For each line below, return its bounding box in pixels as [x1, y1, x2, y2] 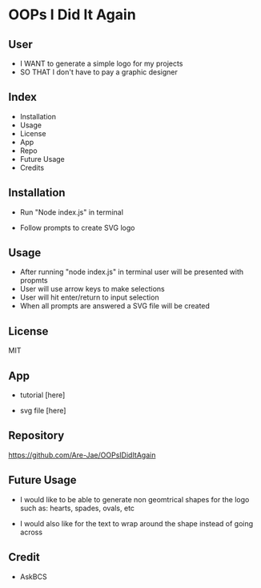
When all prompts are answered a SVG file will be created [19, 301, 211, 311]
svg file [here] [19, 406, 66, 416]
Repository [8, 429, 65, 442]
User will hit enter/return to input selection [19, 292, 159, 302]
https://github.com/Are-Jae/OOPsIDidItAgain [8, 450, 156, 460]
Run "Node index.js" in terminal [19, 207, 124, 217]
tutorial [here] [19, 390, 66, 400]
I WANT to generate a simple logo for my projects [19, 58, 183, 68]
